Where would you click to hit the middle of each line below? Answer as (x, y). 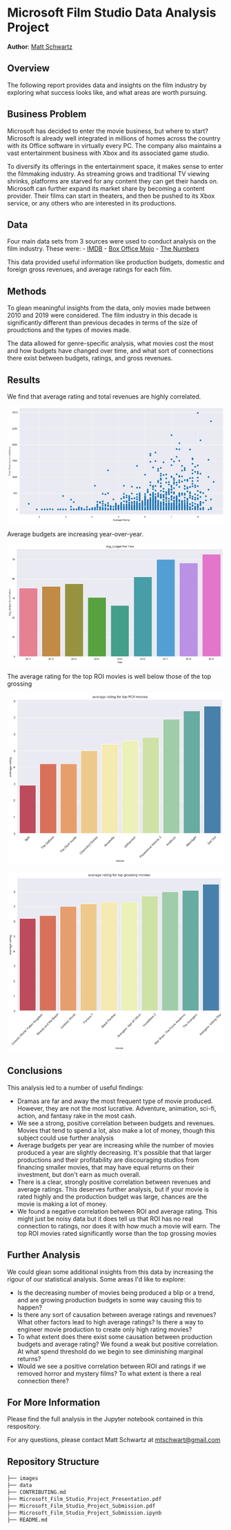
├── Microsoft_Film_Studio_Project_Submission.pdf (81, 1506)
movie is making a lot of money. (62, 1204)
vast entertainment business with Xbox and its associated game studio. (108, 153)
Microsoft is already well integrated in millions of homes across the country (114, 138)
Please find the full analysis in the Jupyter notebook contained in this (105, 1419)
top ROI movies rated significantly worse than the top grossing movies (117, 1233)
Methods (27, 291)
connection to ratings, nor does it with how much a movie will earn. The (119, 1226)
